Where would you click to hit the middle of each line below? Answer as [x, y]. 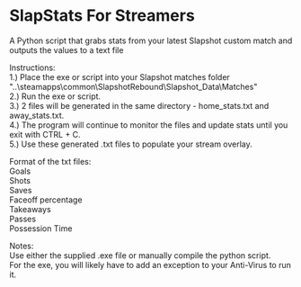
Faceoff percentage [46, 200]
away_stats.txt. [37, 115]
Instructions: [32, 67]
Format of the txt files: [50, 161]
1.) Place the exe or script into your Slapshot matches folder [120, 76]
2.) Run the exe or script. [55, 96]
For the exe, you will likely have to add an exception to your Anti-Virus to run [150, 265]
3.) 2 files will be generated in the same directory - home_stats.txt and [139, 105]
